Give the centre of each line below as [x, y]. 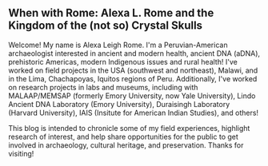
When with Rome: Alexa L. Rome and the [111, 13]
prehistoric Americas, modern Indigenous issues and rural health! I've [123, 61]
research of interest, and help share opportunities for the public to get [123, 136]
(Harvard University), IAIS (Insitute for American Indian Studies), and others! [133, 113]
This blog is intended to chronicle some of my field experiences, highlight [129, 128]
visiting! [21, 153]
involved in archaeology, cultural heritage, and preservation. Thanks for [126, 145]
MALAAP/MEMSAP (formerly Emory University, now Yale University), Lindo [132, 96]
